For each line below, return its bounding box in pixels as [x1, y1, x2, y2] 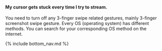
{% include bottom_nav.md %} [5, 40, 69, 47]
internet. [5, 31, 23, 37]
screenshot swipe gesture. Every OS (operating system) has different [5, 20, 149, 26]
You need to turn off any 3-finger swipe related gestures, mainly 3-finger [5, 15, 157, 21]
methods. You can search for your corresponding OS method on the [5, 25, 147, 32]
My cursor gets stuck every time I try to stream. [5, 4, 107, 10]
